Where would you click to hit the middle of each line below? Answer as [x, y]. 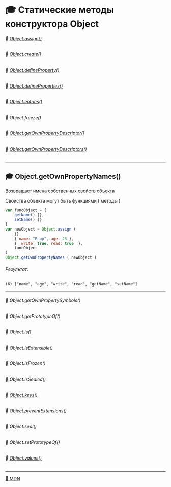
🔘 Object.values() [23, 458]
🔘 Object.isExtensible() [29, 348]
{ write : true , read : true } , [49, 243]
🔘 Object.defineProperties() [34, 86]
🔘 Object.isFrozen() [25, 363]
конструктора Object [52, 24]
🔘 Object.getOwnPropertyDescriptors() [46, 149]
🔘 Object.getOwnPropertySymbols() [43, 300]
